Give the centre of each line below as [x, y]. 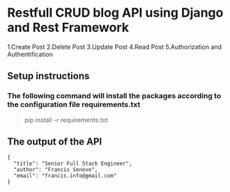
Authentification [30, 54]
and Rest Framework [68, 27]
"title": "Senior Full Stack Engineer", [73, 164]
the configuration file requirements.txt [74, 104]
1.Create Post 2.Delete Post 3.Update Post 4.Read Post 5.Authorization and [114, 47]
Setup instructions [48, 76]
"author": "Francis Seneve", [56, 170]
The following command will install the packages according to [114, 96]
